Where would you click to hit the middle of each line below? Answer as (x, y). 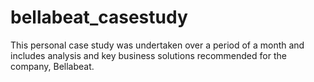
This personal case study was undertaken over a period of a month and (157, 45)
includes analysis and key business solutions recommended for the (148, 55)
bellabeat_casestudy (99, 17)
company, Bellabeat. (52, 66)
